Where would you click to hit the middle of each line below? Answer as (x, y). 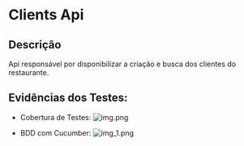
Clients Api (46, 15)
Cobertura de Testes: (56, 117)
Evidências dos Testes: (68, 98)
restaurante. (29, 73)
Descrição (35, 45)
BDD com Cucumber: (56, 133)
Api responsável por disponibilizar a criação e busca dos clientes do (122, 64)
